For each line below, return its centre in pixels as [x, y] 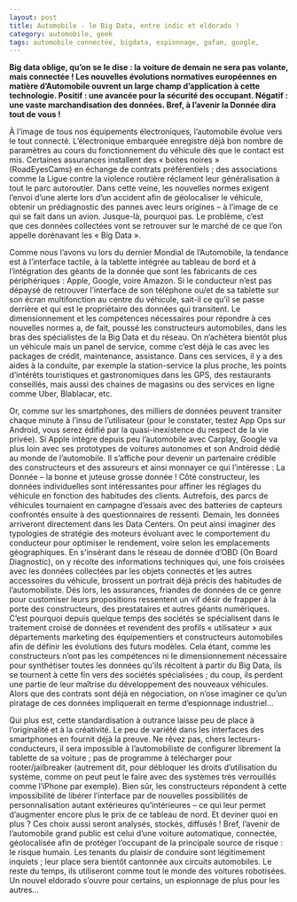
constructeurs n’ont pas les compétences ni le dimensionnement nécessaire [148, 656]
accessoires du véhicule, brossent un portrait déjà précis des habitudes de [145, 581]
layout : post [33, 17]
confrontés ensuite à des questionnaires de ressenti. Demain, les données [145, 514]
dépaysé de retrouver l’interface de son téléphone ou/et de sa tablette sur [144, 290]
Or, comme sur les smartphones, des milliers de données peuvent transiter [145, 411]
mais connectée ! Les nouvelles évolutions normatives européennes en [143, 77]
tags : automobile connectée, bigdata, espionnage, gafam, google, [134, 42]
